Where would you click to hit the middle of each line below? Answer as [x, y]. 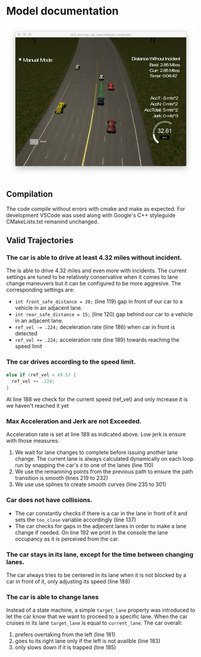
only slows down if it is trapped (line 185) [65, 647]
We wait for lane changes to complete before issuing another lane [96, 452]
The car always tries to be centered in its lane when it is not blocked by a [96, 575]
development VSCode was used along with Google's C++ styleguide [91, 215]
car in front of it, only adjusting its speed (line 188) [68, 581]
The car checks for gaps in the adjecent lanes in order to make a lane [100, 526]
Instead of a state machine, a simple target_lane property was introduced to [101, 610]
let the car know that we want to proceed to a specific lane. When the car [97, 617]
